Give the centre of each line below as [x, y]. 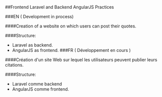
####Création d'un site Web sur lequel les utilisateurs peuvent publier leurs [81, 60]
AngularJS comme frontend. [41, 89]
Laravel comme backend [37, 84]
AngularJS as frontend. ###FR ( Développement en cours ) [71, 50]
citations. [14, 65]
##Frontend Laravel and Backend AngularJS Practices [59, 7]
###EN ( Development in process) [39, 16]
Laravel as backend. [32, 45]
